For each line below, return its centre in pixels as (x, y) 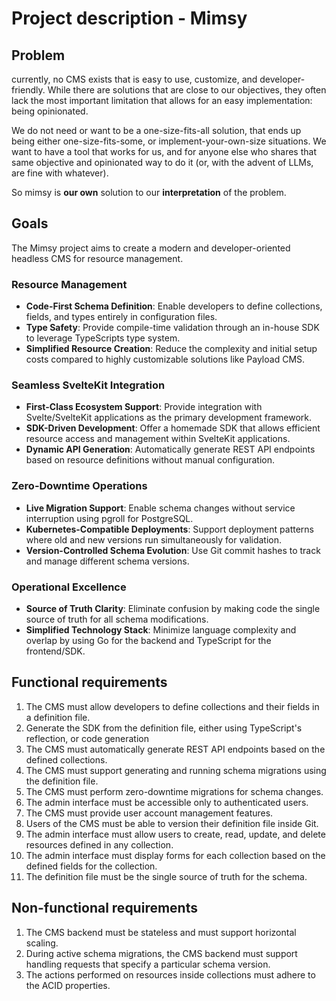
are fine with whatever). (60, 173)
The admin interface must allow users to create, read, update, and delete (175, 834)
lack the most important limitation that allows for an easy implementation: (162, 100)
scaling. (42, 943)
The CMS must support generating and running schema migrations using (176, 770)
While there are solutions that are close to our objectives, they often (187, 90)
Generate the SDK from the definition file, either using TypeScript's (164, 728)
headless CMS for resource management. (97, 258)
